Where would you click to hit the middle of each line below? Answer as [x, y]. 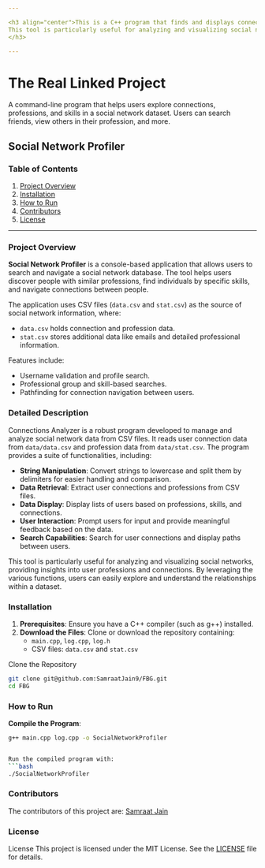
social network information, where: [65, 313]
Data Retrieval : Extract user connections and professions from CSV [130, 487]
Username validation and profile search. [84, 376]
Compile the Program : [45, 723]
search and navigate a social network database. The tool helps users [120, 273]
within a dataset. [35, 586]
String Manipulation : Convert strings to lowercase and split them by [131, 471]
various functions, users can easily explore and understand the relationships [132, 578]
